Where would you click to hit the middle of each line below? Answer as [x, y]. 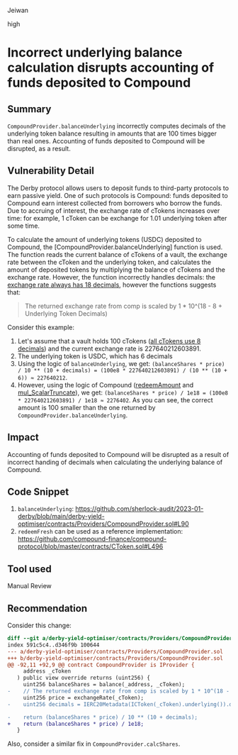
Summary [29, 109]
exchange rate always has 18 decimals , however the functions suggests [112, 285]
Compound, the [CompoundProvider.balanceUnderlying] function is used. [115, 247]
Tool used [29, 569]
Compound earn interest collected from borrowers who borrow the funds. [115, 203]
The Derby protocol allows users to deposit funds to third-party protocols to [118, 188]
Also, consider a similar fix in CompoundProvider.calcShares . [94, 744]
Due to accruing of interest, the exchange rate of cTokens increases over [114, 210]
